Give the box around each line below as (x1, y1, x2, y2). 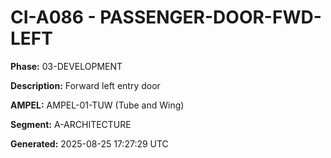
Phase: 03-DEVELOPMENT (10, 60, 123, 72)
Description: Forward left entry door (10, 79, 161, 91)
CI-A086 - (10, 6, 97, 29)
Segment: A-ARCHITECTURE (10, 118, 132, 130)
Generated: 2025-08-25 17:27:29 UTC (10, 137, 169, 150)
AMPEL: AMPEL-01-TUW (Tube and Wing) (10, 99, 185, 111)
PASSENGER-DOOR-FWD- (99, 6, 322, 29)
